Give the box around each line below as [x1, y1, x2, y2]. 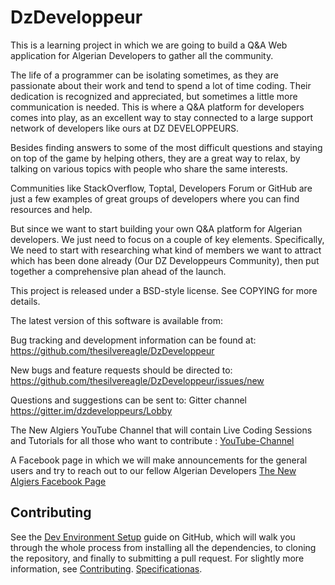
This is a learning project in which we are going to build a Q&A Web [10, 39, 288, 51]
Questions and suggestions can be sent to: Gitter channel [10, 394, 247, 406]
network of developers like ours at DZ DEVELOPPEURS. [10, 122, 240, 134]
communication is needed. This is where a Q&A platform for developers [10, 101, 305, 113]
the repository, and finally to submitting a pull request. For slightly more [10, 552, 305, 564]
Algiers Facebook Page [10, 475, 107, 487]
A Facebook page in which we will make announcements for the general [10, 454, 308, 466]
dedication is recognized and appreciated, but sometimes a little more [10, 90, 298, 102]
